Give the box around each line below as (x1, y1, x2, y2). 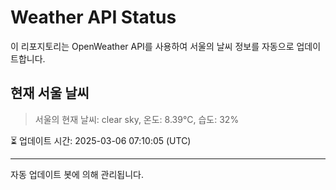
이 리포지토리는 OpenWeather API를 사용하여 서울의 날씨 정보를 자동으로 (10, 40, 295, 52)
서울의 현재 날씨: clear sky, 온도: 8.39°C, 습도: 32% (34, 113, 240, 125)
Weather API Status (10, 6, 177, 29)
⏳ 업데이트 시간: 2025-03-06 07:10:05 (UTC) (10, 134, 192, 146)
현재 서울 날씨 (10, 85, 90, 102)
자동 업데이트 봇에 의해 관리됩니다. (10, 168, 144, 180)
